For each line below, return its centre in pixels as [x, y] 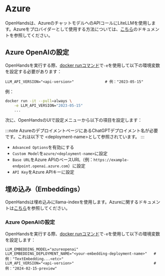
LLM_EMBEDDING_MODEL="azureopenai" [42, 250]
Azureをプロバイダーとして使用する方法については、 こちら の [75, 29]
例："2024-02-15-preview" [31, 269]
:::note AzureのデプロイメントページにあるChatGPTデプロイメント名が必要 [82, 131]
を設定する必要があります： [33, 71]
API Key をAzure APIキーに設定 [43, 172]
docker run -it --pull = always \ [38, 101]
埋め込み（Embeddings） [45, 189]
